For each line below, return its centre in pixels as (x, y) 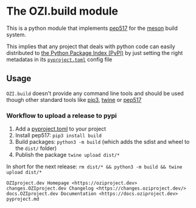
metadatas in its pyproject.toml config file (59, 59)
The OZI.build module (62, 11)
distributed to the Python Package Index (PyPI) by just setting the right (95, 52)
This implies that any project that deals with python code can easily (91, 46)
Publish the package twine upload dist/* (67, 155)
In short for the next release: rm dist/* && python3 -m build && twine (94, 167)
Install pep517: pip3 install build (58, 135)
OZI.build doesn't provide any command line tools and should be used (95, 93)
